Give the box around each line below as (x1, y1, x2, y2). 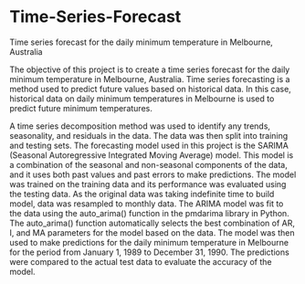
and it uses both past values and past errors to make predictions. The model (9, 169, 297, 180)
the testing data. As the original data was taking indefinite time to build (9, 188, 275, 199)
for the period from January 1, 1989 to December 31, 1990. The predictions (9, 247, 289, 258)
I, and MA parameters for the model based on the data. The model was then (9, 226, 295, 238)
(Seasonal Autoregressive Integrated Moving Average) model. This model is (9, 149, 294, 161)
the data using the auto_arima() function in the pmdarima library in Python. (9, 207, 289, 218)
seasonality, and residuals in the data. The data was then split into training (9, 130, 289, 141)
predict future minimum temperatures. (9, 102, 152, 113)
